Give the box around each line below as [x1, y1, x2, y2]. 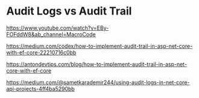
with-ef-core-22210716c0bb [6, 48, 77, 56]
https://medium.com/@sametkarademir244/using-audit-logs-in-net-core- [6, 79, 190, 86]
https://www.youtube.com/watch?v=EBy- [6, 24, 109, 31]
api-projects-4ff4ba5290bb [6, 85, 75, 92]
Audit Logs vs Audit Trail [6, 4, 132, 18]
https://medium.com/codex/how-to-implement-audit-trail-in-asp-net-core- [6, 42, 193, 50]
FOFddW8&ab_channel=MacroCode [6, 30, 96, 38]
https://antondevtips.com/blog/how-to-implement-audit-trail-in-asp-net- [6, 60, 188, 68]
